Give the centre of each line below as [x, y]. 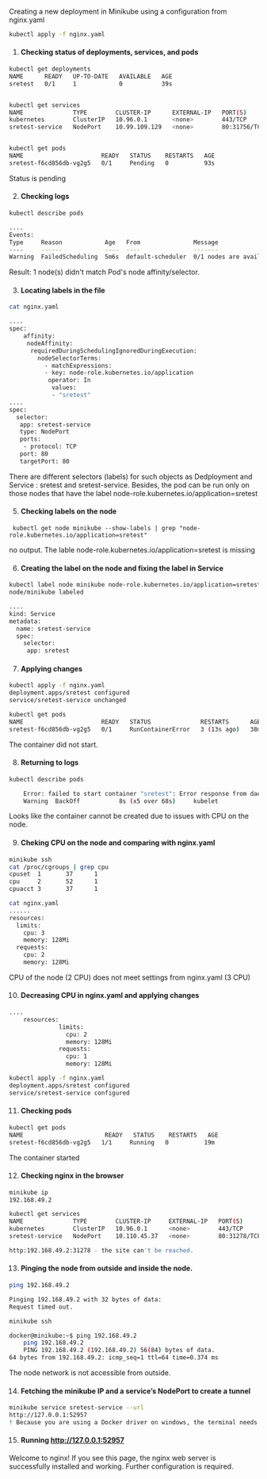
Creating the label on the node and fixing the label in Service [122, 568]
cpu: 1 [76, 1057]
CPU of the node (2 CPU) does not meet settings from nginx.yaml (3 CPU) [130, 977]
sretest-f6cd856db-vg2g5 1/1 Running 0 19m [112, 1142]
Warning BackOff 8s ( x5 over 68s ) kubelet [121, 801]
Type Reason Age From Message [114, 242]
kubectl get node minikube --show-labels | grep [94, 529]
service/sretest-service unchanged [68, 701]
